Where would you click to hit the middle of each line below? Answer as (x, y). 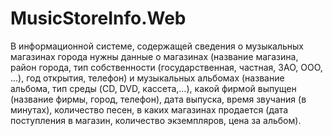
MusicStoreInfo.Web (98, 18)
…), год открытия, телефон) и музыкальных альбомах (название (147, 78)
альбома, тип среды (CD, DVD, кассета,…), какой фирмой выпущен (153, 88)
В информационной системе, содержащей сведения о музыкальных (157, 46)
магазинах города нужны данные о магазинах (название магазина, (154, 56)
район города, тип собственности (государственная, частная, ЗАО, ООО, (166, 67)
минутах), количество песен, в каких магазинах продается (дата (149, 109)
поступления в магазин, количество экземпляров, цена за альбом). (156, 120)
